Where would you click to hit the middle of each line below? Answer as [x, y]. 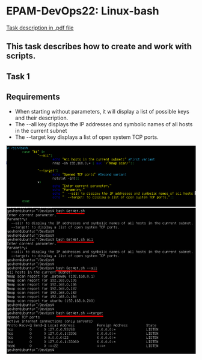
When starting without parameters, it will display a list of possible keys [102, 111]
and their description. [41, 118]
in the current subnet [41, 130]
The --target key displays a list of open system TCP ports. [87, 137]
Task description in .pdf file [40, 28]
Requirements [33, 97]
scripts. [21, 56]
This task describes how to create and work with [99, 47]
